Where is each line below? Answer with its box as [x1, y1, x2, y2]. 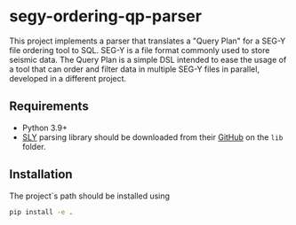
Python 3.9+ [21, 122, 68, 133]
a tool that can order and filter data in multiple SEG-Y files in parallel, [9, 64, 260, 74]
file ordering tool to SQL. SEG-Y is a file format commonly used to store [9, 44, 270, 55]
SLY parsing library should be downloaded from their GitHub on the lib [21, 131, 284, 143]
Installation [9, 167, 73, 182]
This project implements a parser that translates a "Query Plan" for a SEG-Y [9, 35, 286, 46]
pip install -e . [9, 207, 74, 216]
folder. [21, 141, 46, 151]
